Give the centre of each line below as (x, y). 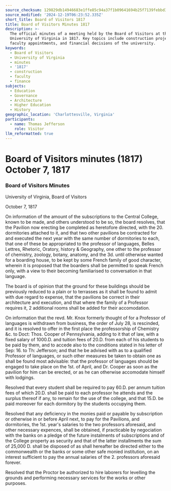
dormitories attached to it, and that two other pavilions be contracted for (81, 232)
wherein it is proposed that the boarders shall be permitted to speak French (84, 265)
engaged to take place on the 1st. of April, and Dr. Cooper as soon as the (81, 366)
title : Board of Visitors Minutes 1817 (48, 24)
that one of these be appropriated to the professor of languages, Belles (80, 244)
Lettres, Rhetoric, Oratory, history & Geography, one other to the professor (83, 249)
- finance (20, 81)
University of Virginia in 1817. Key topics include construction (82, 39)
